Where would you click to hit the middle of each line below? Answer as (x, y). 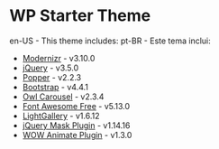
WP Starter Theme (80, 16)
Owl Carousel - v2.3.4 (63, 97)
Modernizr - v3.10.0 (59, 58)
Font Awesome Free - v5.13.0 (76, 106)
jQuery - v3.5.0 (50, 68)
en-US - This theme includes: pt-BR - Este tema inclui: (110, 41)
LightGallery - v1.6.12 (61, 116)
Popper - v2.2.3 (52, 77)
